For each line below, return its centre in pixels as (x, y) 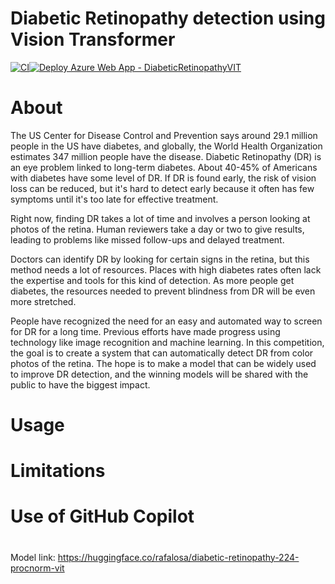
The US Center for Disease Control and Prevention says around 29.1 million (164, 135)
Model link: (33, 557)
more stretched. (43, 301)
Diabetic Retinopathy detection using (168, 18)
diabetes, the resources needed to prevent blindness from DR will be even (163, 291)
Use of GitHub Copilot (102, 516)
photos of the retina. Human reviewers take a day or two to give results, (157, 229)
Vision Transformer (93, 39)
